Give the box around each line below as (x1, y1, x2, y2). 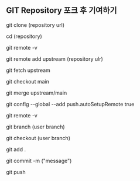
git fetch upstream (6, 67, 51, 74)
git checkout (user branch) (6, 134, 70, 141)
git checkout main (6, 78, 50, 85)
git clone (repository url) (6, 21, 65, 28)
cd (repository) (6, 33, 42, 40)
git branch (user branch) (6, 123, 66, 130)
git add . (6, 145, 26, 153)
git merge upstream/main (6, 89, 67, 96)
